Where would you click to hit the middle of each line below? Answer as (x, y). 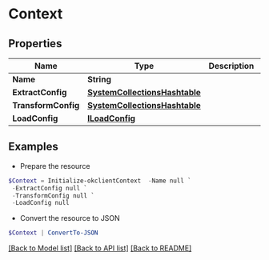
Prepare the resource (55, 166)
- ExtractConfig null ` (50, 188)
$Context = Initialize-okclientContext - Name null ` (100, 181)
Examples (33, 147)
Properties (35, 44)
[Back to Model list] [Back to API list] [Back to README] (100, 248)
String (99, 79)
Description (231, 66)
